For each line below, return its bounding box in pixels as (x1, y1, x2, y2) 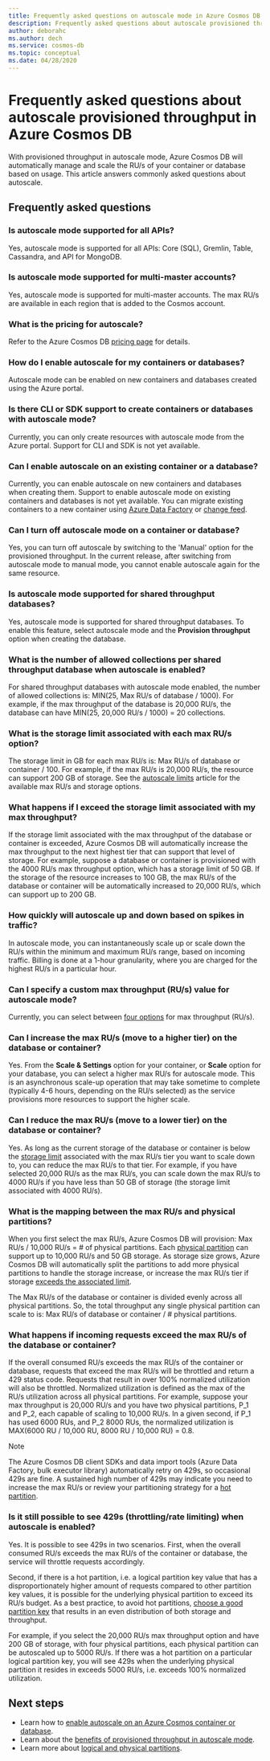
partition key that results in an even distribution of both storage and (8, 1606, 231, 1616)
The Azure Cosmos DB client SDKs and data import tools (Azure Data (8, 1457, 238, 1467)
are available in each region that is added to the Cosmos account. (8, 298, 226, 308)
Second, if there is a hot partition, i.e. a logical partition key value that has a (8, 1572, 258, 1582)
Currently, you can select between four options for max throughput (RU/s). (8, 1012, 255, 1022)
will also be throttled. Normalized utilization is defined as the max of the (8, 1383, 245, 1393)
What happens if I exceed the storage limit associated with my (8, 802, 256, 813)
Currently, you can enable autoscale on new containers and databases (8, 479, 243, 488)
